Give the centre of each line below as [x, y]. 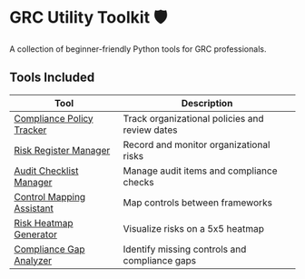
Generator [35, 234]
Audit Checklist [46, 171]
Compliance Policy [54, 118]
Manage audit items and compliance [200, 171]
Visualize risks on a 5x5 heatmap [194, 228]
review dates [150, 130]
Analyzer [33, 260]
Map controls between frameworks [197, 203]
